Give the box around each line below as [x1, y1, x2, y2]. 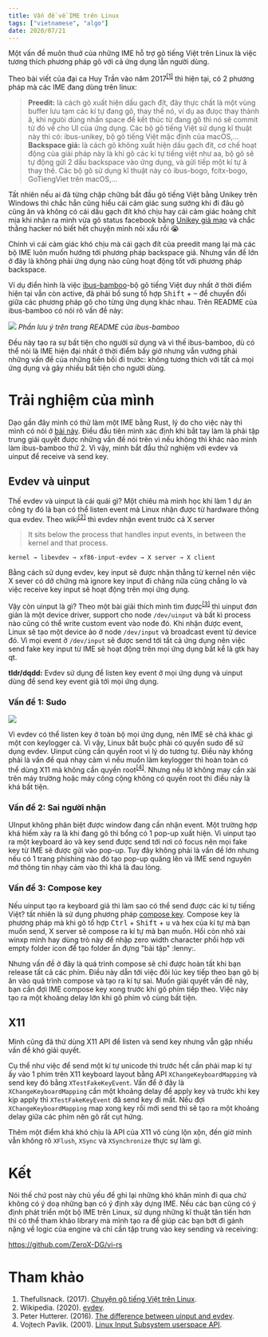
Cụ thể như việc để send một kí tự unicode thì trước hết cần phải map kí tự [8, 1061, 252, 1071]
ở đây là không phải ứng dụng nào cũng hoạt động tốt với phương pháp [8, 257, 242, 266]
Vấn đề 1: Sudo [8, 696, 67, 708]
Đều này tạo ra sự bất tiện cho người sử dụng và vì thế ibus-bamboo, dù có [8, 337, 255, 348]
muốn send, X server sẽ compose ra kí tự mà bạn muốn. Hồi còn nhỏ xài [8, 926, 246, 936]
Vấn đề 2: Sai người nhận [8, 801, 106, 812]
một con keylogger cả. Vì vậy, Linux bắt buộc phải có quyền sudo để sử [8, 738, 244, 748]
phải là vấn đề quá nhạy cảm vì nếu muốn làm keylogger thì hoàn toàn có [8, 755, 249, 764]
